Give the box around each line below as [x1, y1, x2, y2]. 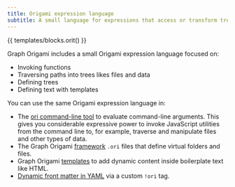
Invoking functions [17, 63, 71, 71]
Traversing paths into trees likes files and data [17, 70, 150, 79]
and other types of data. [17, 134, 87, 143]
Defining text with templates [17, 85, 99, 93]
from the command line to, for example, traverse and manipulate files [17, 127, 217, 135]
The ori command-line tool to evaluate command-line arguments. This [17, 112, 220, 121]
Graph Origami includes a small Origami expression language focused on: [7, 50, 220, 58]
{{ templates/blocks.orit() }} [7, 36, 87, 44]
